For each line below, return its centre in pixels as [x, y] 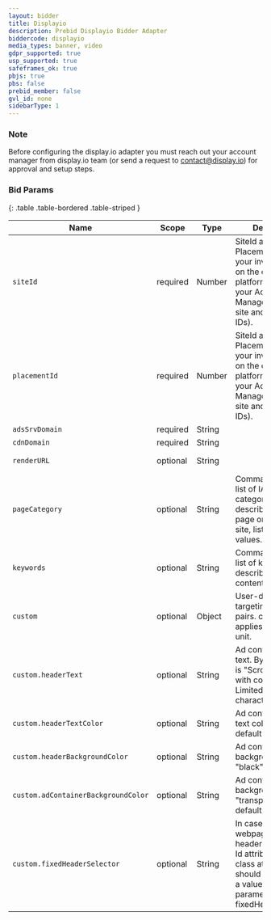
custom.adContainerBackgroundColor [81, 795]
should [248, 874]
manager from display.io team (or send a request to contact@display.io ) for [133, 160]
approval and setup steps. [52, 169]
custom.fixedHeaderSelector [66, 863]
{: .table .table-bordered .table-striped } [75, 208]
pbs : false [27, 83]
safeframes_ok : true [43, 69]
